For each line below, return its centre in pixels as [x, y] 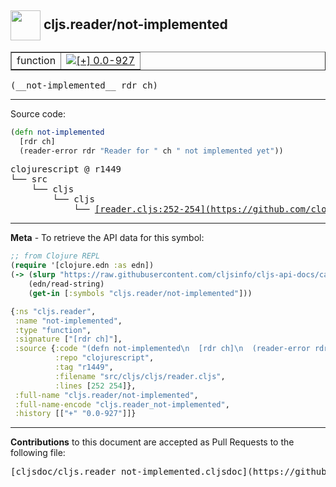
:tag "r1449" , [84, 367]
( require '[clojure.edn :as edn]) [82, 266]
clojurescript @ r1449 [66, 169]
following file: [38, 453]
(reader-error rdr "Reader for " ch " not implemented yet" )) [151, 151]
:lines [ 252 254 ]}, [95, 386]
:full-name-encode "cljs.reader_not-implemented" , [122, 404]
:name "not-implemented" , [68, 321]
